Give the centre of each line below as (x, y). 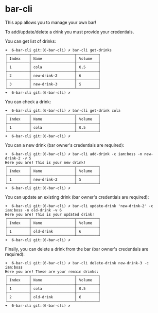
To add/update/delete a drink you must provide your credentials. (70, 32)
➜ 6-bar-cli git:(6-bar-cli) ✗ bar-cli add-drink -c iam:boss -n (74, 154)
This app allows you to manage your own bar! (51, 22)
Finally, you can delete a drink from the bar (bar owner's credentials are (77, 249)
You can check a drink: (28, 102)
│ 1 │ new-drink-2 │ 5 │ (53, 179)
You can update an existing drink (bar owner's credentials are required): (77, 197)
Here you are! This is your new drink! (45, 162)
